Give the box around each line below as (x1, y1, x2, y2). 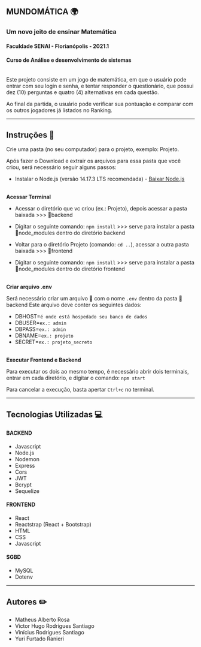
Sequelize (14, 487, 40, 495)
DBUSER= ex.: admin (14, 319, 67, 326)
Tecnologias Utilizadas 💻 (6, 410, 103, 420)
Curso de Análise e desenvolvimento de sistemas (6, 56, 132, 64)
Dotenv (14, 573, 33, 580)
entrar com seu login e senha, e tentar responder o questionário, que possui (6, 82, 194, 90)
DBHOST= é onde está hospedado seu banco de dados (14, 312, 148, 320)
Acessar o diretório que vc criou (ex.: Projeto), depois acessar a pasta (14, 204, 187, 212)
